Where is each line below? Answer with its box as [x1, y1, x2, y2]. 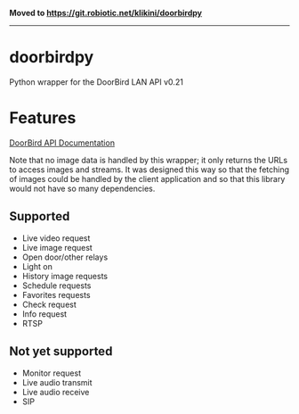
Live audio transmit [21, 377, 93, 387]
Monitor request [21, 368, 82, 378]
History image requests [21, 270, 109, 281]
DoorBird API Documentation [9, 137, 116, 148]
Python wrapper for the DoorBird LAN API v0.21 [9, 76, 184, 87]
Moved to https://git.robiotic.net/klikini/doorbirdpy [9, 8, 203, 18]
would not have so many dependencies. [9, 183, 156, 194]
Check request [21, 299, 77, 310]
